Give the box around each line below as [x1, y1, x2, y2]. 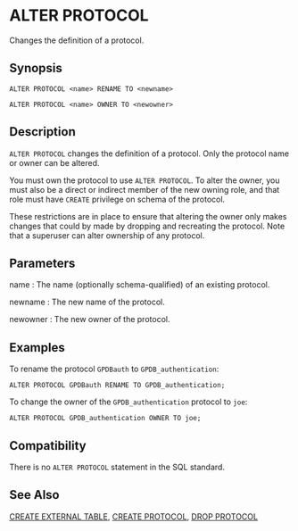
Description [9, 124, 76, 139]
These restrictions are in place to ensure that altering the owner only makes [9, 211, 287, 221]
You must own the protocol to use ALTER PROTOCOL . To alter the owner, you [9, 175, 280, 186]
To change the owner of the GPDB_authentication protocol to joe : [9, 396, 248, 407]
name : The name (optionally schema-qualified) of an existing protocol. [9, 279, 270, 290]
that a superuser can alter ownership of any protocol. [9, 229, 205, 241]
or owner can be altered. [9, 157, 100, 168]
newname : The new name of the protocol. [9, 296, 165, 308]
